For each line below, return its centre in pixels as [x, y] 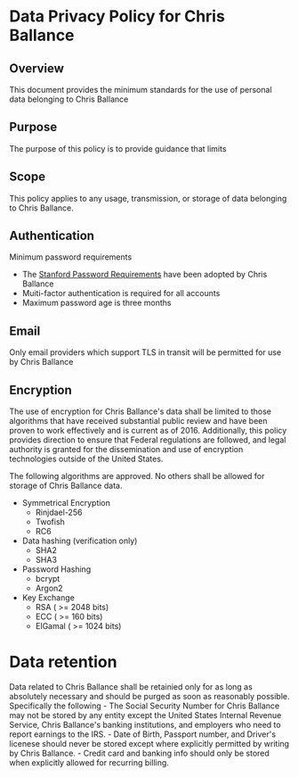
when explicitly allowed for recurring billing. [89, 763]
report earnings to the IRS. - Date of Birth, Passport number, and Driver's [143, 734]
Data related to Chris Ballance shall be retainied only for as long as [131, 687]
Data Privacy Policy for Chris [117, 17]
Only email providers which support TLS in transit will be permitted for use [145, 352]
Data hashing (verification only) [80, 541]
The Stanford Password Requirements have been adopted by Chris [145, 275]
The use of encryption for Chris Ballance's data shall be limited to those [140, 411]
